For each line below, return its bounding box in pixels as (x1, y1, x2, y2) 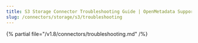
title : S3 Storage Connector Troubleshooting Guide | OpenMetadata (6, 8, 176, 15)
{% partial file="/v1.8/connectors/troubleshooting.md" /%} (6, 30, 148, 37)
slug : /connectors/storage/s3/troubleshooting (6, 14, 123, 20)
